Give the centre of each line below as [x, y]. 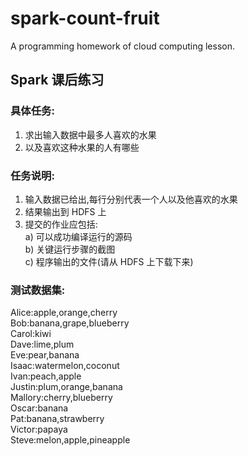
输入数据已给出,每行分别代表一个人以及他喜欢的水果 [131, 199]
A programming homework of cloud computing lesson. [122, 46]
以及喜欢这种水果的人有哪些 [82, 147]
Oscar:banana [39, 408]
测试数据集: [38, 290]
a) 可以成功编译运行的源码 [78, 236]
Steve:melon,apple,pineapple [70, 440]
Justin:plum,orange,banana [66, 387]
